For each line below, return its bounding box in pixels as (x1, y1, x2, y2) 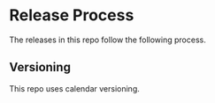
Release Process (9, 5, 134, 26)
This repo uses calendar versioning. (9, 83, 140, 93)
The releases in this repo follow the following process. (9, 34, 206, 45)
